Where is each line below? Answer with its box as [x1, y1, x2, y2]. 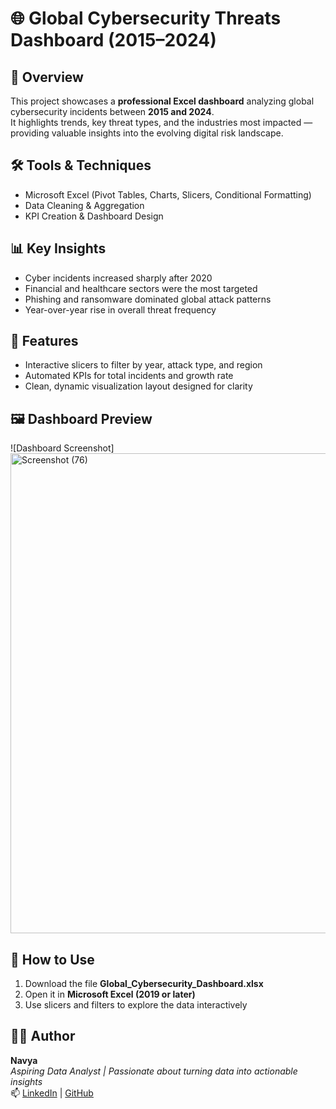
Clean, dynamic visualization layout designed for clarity [24, 380, 253, 392]
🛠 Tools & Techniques [10, 157, 152, 174]
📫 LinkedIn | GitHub [10, 1087, 94, 1099]
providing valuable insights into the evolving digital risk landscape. [10, 127, 284, 139]
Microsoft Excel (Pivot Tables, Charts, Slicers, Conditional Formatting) [24, 188, 312, 201]
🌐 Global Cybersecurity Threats [10, 7, 282, 30]
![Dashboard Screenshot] [10, 442, 115, 454]
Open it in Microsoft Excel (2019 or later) [24, 988, 196, 1001]
